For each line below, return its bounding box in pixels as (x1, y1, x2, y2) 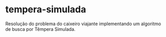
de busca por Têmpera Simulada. (5, 26, 76, 32)
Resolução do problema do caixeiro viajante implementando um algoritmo (5, 21, 161, 27)
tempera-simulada (5, 4, 86, 15)
